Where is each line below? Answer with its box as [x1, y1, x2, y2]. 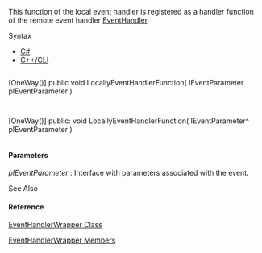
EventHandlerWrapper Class [8, 220, 103, 230]
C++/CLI [19, 56, 49, 64]
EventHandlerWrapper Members [8, 235, 116, 245]
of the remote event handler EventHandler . [8, 15, 150, 25]
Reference [8, 201, 44, 212]
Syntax [8, 31, 32, 40]
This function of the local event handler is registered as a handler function [8, 7, 254, 16]
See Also [8, 184, 39, 193]
